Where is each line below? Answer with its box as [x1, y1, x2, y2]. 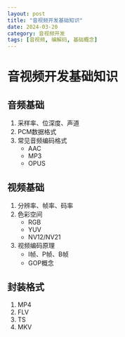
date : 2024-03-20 [7, 23, 58, 30]
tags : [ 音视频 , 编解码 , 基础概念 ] [7, 37, 98, 44]
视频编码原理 [17, 241, 55, 249]
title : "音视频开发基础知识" [7, 17, 83, 24]
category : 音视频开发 [7, 29, 65, 37]
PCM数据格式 [17, 128, 57, 136]
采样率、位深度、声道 [17, 119, 79, 127]
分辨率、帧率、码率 [17, 201, 74, 209]
